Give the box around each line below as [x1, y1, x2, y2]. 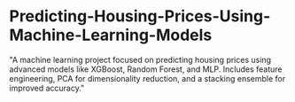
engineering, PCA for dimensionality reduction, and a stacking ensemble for [9, 73, 286, 83]
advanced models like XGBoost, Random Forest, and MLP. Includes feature [9, 64, 283, 75]
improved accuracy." [9, 82, 85, 93]
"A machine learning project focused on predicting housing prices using [9, 54, 272, 65]
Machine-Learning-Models [9, 25, 213, 45]
